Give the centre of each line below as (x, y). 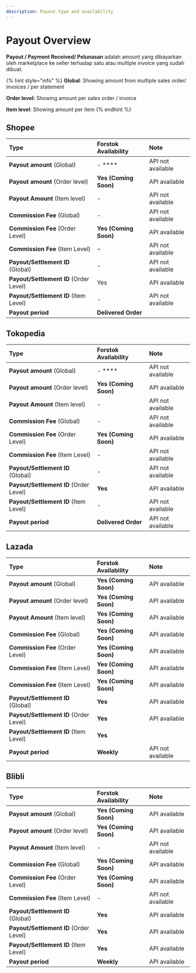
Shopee (20, 127)
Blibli (15, 777)
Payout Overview (49, 40)
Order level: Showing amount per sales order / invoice (71, 98)
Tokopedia (26, 333)
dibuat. (15, 69)
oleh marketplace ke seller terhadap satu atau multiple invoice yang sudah (95, 63)
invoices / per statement (35, 87)
